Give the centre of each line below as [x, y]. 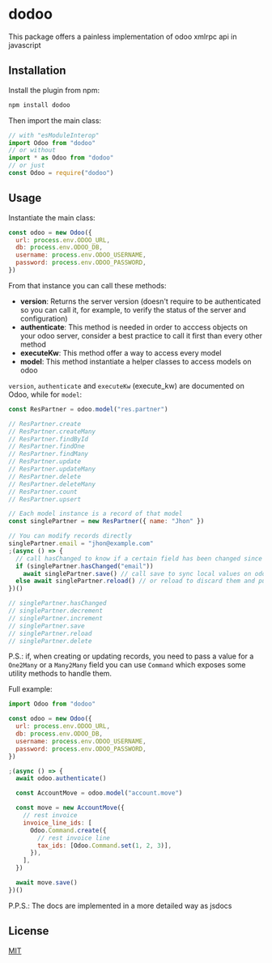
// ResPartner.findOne [47, 446]
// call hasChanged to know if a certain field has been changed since [139, 558]
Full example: [30, 689]
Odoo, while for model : [45, 394]
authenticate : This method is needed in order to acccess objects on [134, 327]
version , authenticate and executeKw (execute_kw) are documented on [126, 386]
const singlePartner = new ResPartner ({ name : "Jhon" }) [106, 522]
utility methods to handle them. [60, 674]
